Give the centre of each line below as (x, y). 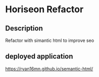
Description (24, 28)
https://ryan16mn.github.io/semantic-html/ (49, 69)
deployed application (39, 56)
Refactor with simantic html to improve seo (50, 40)
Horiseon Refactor (44, 9)
